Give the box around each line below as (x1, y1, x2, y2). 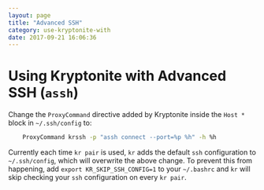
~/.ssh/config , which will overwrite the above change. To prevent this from (8, 156, 253, 166)
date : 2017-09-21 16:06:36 (8, 33, 97, 42)
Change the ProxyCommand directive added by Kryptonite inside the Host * (8, 110, 246, 119)
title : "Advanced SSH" (8, 19, 83, 27)
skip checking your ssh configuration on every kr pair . (8, 173, 187, 182)
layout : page (8, 11, 51, 20)
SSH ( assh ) (8, 84, 79, 102)
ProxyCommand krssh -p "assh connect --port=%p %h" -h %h (22, 133, 217, 141)
